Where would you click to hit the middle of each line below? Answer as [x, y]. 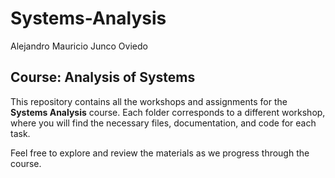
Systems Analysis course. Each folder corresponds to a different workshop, [168, 112]
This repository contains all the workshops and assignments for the [149, 101]
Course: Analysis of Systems [103, 77]
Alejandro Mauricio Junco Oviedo [79, 46]
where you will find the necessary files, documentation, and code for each [163, 123]
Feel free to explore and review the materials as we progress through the [160, 153]
